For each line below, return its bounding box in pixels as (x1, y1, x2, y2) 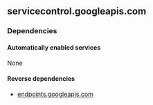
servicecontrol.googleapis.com (7, 6, 147, 17)
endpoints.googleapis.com (17, 90, 93, 98)
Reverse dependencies (7, 75, 75, 83)
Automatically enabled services (7, 43, 101, 51)
